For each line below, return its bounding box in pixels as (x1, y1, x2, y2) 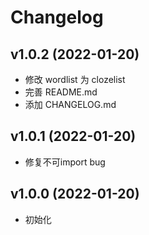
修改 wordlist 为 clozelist (24, 74, 126, 85)
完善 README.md (24, 86, 98, 98)
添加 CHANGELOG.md (24, 99, 117, 110)
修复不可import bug (24, 156, 106, 168)
